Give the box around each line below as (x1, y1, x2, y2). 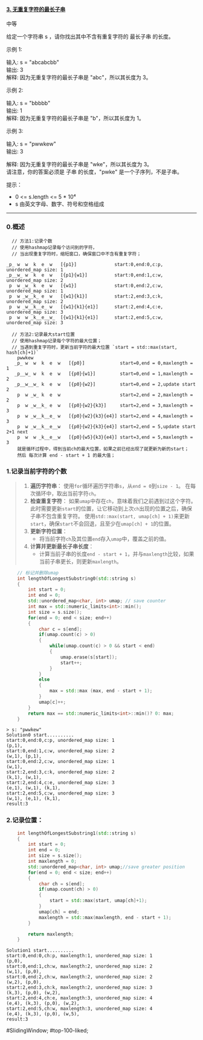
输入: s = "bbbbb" (6, 100, 51, 107)
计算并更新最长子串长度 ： (30, 542, 94, 550)
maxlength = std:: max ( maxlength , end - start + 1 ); (38, 914, 172, 920)
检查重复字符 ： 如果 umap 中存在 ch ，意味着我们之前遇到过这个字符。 (30, 497, 196, 504)
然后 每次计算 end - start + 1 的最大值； (17, 452, 116, 458)
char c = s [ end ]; (38, 626, 83, 632)
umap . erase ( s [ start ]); (60, 654, 118, 660)
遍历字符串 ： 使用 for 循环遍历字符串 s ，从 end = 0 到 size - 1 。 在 (30, 482, 191, 489)
